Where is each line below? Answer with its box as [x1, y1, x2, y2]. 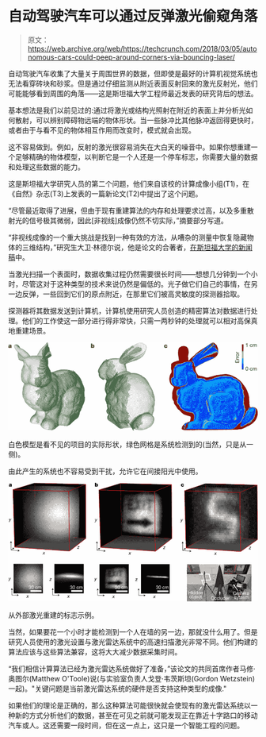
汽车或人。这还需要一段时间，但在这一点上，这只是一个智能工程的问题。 [8, 720, 244, 730]
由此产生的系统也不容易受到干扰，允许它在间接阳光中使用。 [8, 466, 203, 477]
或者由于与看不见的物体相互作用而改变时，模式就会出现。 [8, 125, 196, 135]
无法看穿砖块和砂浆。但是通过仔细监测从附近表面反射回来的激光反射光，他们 [8, 79, 258, 88]
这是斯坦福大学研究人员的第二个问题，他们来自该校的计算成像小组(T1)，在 [8, 179, 249, 188]
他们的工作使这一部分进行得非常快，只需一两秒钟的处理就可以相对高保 [21, 315, 251, 326]
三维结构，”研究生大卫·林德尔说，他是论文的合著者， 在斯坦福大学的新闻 [21, 242, 253, 252]
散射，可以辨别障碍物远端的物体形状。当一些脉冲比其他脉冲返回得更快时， [14, 115, 258, 125]
